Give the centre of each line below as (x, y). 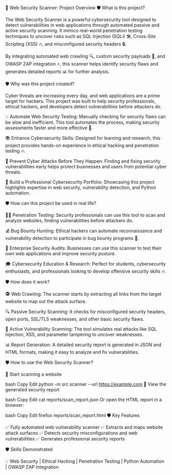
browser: (15, 405)
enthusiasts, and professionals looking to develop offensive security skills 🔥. (86, 271)
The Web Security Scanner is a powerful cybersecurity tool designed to (81, 20)
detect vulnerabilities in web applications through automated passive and (82, 25)
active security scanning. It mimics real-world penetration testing (74, 31)
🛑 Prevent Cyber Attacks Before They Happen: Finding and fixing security (83, 161)
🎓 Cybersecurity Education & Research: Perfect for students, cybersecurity (86, 264)
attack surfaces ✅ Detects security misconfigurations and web (71, 433)
